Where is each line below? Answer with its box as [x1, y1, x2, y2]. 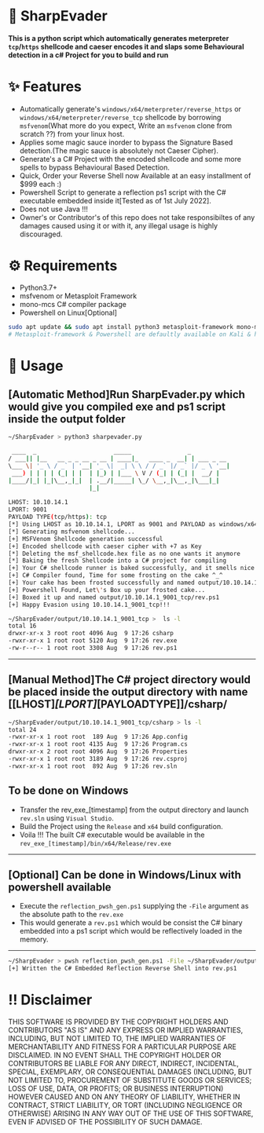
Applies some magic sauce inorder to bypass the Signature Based [19, 137, 233, 147]
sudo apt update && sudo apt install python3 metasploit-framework [8, 323, 234, 331]
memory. [19, 934, 49, 945]
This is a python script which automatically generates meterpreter [8, 33, 229, 42]
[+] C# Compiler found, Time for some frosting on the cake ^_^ [8, 572, 223, 579]
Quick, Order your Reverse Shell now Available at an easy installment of [19, 170, 251, 180]
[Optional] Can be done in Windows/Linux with [8, 868, 242, 882]
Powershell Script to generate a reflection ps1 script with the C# [19, 188, 226, 197]
